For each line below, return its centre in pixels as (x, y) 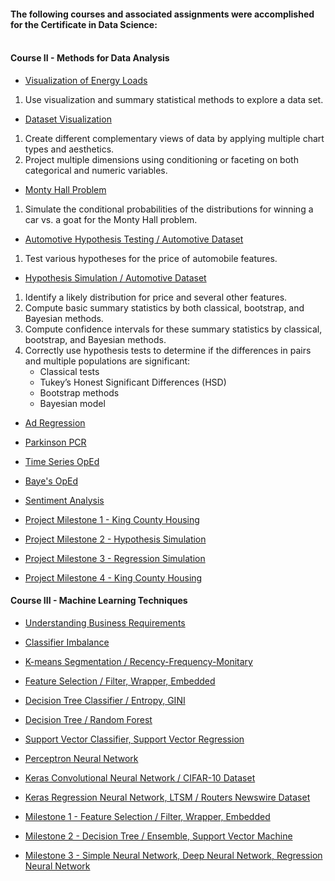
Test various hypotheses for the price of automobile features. (151, 258)
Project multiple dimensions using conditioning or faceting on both (161, 159)
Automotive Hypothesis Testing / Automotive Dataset (134, 239)
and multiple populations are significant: (107, 361)
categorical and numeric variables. (96, 170)
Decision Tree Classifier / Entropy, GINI (105, 700)
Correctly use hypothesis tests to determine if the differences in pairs (168, 350)
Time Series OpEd (62, 461)
